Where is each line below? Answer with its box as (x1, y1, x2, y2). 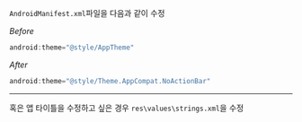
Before (9, 26, 34, 36)
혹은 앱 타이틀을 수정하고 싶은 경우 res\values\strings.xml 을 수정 (9, 102, 244, 113)
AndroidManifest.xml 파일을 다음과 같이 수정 (9, 8, 165, 18)
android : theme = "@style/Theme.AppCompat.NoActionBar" (9, 76, 211, 85)
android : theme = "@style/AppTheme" (9, 43, 135, 52)
